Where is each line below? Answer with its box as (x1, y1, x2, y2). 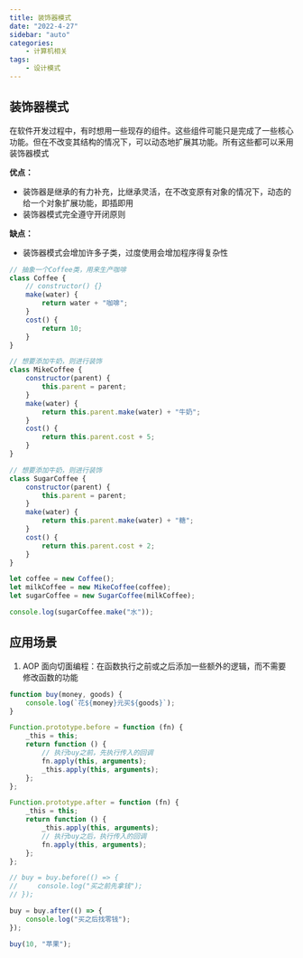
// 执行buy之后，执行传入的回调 (41, 831, 147, 841)
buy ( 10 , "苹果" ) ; (9, 939, 72, 949)
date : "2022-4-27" (9, 22, 78, 31)
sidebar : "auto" (9, 30, 70, 39)
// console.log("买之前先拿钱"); (9, 882, 142, 891)
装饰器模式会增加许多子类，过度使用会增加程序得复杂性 (22, 247, 228, 258)
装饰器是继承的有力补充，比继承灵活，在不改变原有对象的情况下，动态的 (22, 186, 291, 197)
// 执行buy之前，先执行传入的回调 (41, 748, 153, 757)
